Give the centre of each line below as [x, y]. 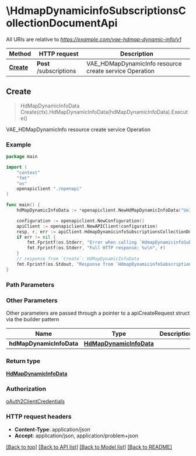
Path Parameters [30, 284]
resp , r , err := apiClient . [50, 232]
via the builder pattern [33, 319]
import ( [17, 167]
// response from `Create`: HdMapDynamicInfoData [78, 259]
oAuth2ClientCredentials [36, 402]
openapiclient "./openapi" [49, 189]
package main [22, 157]
